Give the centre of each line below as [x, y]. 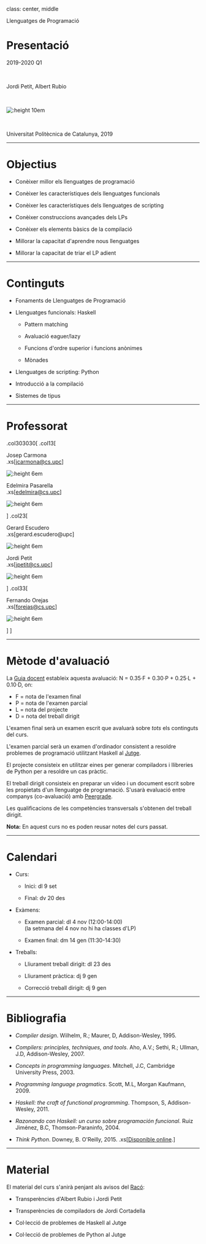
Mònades [36, 360]
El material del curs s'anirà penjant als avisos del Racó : [76, 1187]
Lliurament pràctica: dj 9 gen [61, 976]
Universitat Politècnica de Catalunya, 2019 [60, 134]
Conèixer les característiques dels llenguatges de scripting [90, 205]
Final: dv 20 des [45, 898]
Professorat [37, 426]
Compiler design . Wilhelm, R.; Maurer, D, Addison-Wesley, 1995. [96, 1035]
